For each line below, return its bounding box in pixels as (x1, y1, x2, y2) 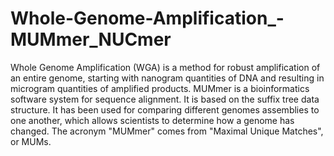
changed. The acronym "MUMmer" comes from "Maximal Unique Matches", (10, 125, 324, 137)
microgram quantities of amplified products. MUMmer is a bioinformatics (10, 82, 310, 94)
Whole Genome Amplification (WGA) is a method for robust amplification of (10, 61, 321, 73)
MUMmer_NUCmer (10, 28, 172, 51)
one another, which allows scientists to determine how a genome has (10, 114, 295, 126)
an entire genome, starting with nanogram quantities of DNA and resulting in (10, 72, 325, 84)
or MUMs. (10, 135, 52, 147)
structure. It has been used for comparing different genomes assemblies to (10, 103, 320, 116)
